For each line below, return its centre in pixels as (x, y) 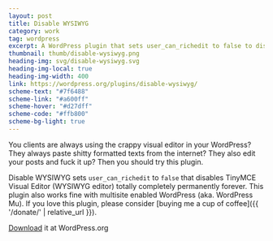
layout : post (30, 16)
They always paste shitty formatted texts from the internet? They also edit (132, 153)
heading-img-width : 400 (49, 76)
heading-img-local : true (50, 69)
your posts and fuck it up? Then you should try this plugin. (106, 161)
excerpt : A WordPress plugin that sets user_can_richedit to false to (130, 46)
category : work (34, 31)
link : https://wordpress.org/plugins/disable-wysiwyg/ (103, 84)
